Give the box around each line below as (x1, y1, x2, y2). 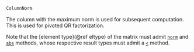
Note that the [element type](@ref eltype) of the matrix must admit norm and (6, 33, 189, 40)
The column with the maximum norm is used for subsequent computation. (6, 16, 184, 23)
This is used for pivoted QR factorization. (6, 22, 105, 29)
